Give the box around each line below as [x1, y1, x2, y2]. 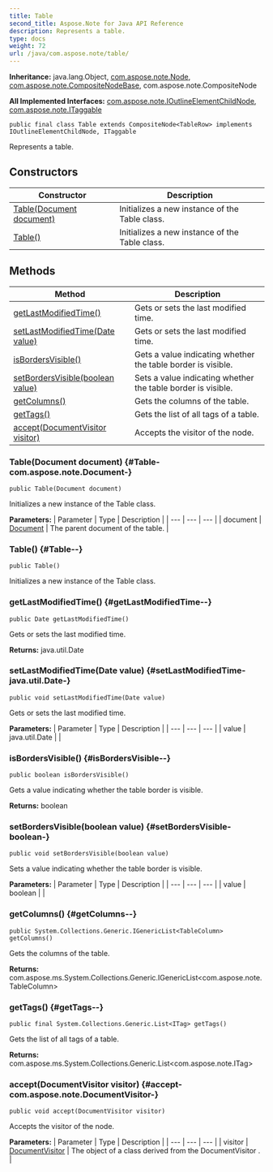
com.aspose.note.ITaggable [9, 105, 102, 114]
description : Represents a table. [9, 27, 126, 35]
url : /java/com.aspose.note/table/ [9, 50, 130, 58]
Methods [9, 265, 56, 278]
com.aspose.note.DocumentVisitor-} [9, 1088, 159, 1100]
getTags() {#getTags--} [9, 1002, 104, 1013]
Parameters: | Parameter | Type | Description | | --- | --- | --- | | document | [9, 515, 262, 524]
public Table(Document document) [9, 485, 122, 493]
